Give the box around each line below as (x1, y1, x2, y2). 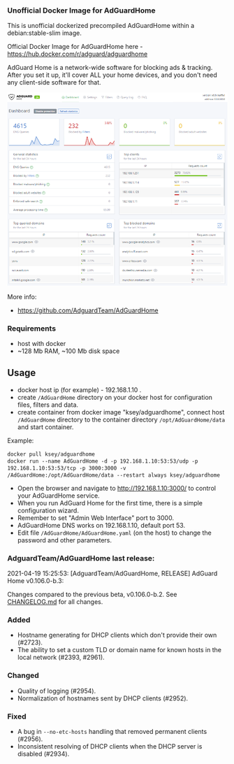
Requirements (7, 324, 57, 333)
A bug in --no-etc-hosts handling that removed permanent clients (17, 727, 207, 735)
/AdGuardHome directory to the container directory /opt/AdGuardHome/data (17, 415, 226, 424)
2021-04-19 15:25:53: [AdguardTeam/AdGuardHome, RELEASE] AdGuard (7, 569, 218, 578)
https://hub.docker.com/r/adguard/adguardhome (7, 50, 148, 58)
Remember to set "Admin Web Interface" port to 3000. (17, 513, 175, 522)
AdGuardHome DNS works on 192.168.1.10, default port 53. (17, 521, 186, 529)
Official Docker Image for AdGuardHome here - (7, 43, 143, 51)
